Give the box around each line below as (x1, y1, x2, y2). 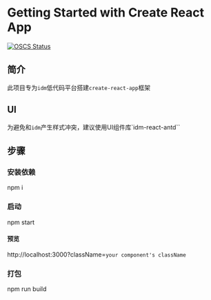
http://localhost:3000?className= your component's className (7, 250, 186, 259)
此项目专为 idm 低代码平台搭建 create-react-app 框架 (7, 83, 151, 92)
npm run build (7, 285, 47, 293)
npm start (7, 218, 35, 226)
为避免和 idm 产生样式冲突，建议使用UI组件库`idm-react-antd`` (7, 122, 181, 131)
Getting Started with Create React (7, 5, 205, 21)
